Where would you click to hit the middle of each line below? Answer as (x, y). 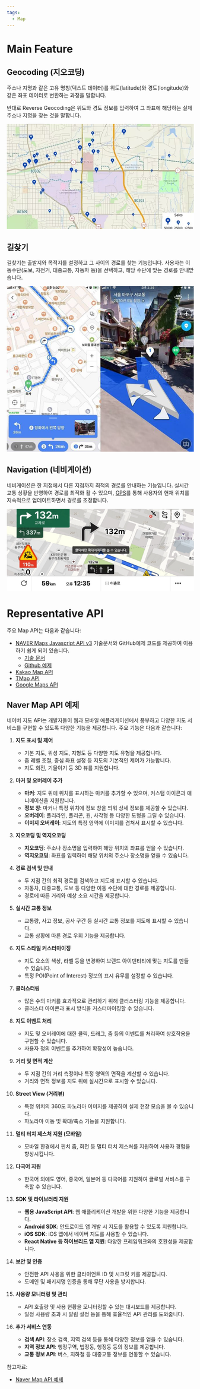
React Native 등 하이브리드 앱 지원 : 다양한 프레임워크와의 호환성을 (101, 1242)
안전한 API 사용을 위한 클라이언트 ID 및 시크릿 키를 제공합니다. (96, 1274)
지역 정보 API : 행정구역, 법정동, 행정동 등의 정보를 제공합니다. (95, 1347)
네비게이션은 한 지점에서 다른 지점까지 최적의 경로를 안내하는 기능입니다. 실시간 (98, 485)
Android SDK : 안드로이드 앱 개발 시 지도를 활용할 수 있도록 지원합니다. (106, 1227)
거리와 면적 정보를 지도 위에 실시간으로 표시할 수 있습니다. (91, 1081)
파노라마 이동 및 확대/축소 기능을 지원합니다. (75, 1121)
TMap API (28, 678)
